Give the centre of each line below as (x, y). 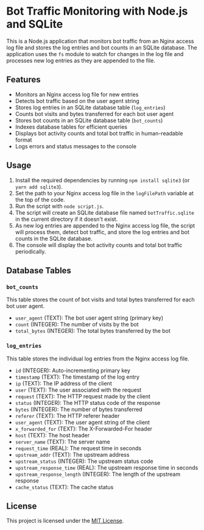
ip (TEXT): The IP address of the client (63, 383)
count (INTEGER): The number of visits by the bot (77, 324)
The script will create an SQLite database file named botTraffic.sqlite (105, 212)
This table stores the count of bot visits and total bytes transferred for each (100, 299)
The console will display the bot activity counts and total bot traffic (99, 245)
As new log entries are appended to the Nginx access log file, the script (105, 225)
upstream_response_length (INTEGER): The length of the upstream (98, 474)
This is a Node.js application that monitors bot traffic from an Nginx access (100, 41)
